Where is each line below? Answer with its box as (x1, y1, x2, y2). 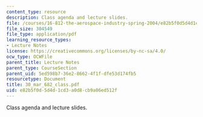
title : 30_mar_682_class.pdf (6, 82, 80, 88)
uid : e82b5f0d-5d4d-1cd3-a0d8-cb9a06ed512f (6, 87, 118, 93)
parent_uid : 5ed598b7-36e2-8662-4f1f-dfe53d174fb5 (6, 71, 137, 77)
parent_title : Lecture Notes (6, 59, 80, 65)
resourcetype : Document (6, 76, 66, 82)
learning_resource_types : (6, 37, 71, 43)
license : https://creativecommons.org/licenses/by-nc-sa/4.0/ (6, 48, 166, 54)
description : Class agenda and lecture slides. (6, 14, 129, 21)
